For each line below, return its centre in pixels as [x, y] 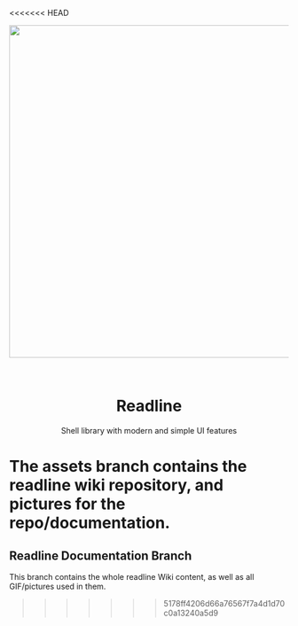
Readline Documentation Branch [101, 556]
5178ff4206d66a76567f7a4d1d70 [224, 603]
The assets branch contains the [128, 467]
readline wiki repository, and [117, 485]
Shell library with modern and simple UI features [149, 430]
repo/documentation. [90, 523]
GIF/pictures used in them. [58, 586]
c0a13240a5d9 [191, 613]
